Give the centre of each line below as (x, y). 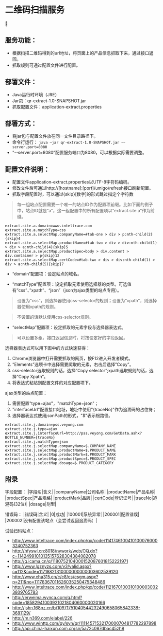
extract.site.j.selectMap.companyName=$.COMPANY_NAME (61, 446)
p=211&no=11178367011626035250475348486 (59, 582)
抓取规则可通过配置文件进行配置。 (46, 65)
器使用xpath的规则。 (37, 307)
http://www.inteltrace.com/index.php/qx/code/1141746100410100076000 (85, 540)
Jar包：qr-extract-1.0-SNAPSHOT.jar (49, 101)
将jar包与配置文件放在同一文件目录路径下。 (55, 136)
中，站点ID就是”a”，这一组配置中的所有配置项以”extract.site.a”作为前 (86, 211)
